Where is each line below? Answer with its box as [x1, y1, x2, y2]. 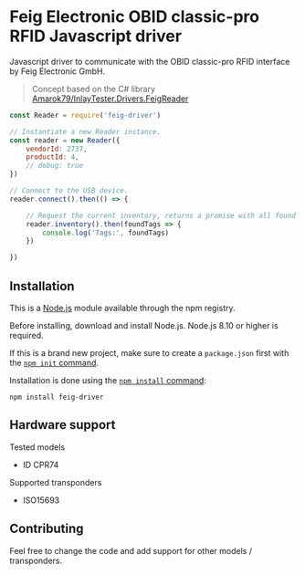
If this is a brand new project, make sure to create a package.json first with [9, 348, 289, 358]
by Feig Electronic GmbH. [9, 66, 106, 77]
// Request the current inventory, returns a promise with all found [26, 211, 297, 220]
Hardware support [9, 417, 116, 433]
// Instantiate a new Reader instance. [9, 127, 162, 136]
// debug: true [26, 162, 84, 171]
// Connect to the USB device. [9, 186, 129, 195]
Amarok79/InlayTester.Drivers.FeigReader [31, 93, 189, 104]
